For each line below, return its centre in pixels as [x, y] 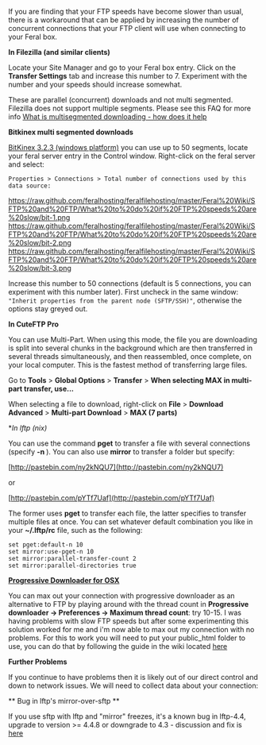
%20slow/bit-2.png [40, 243]
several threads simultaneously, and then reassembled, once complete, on [130, 356]
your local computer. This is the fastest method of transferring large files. [128, 365]
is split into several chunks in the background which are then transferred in [131, 348]
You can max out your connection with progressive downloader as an [122, 596]
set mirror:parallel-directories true [72, 566]
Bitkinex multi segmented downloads [71, 132]
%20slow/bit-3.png [40, 268]
